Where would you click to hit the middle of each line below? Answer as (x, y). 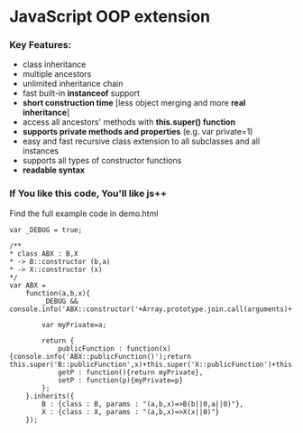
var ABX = (28, 285)
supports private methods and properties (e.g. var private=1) (138, 132)
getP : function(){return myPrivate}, (130, 372)
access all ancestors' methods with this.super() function (129, 122)
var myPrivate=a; (74, 325)
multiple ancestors (57, 74)
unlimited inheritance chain (73, 84)
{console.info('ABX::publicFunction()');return (101, 356)
